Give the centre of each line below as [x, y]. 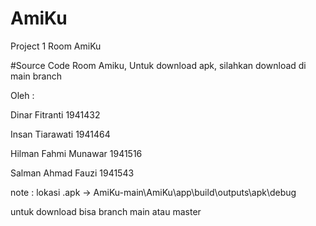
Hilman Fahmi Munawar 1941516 [76, 153]
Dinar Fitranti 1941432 [55, 114]
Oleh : [22, 95]
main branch [36, 76]
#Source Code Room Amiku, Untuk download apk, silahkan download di [158, 65]
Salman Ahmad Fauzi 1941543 [72, 173]
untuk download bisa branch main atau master [106, 211]
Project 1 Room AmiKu [56, 46]
